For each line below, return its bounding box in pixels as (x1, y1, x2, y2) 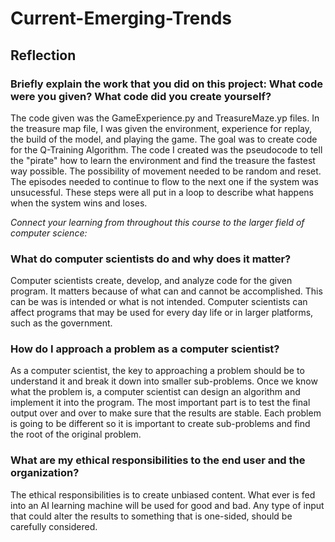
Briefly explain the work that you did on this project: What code (10, 77, 323, 91)
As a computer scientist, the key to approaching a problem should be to (10, 365, 305, 377)
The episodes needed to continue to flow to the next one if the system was (10, 175, 319, 187)
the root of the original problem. (10, 428, 142, 441)
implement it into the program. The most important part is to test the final (10, 397, 311, 409)
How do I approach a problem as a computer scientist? (10, 342, 280, 356)
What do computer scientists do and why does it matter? (10, 252, 292, 266)
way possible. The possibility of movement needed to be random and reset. (10, 165, 322, 177)
